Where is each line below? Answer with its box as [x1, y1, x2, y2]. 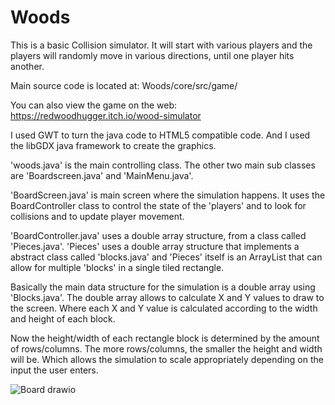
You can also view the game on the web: [10, 99, 178, 111]
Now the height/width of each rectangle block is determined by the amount [10, 332, 320, 344]
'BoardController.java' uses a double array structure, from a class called [10, 229, 307, 241]
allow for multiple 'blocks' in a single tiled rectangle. [10, 261, 225, 273]
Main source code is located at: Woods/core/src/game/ [10, 79, 238, 91]
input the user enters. [10, 364, 99, 376]
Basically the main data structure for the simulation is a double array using [10, 281, 316, 293]
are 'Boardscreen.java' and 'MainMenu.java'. [10, 169, 194, 181]
